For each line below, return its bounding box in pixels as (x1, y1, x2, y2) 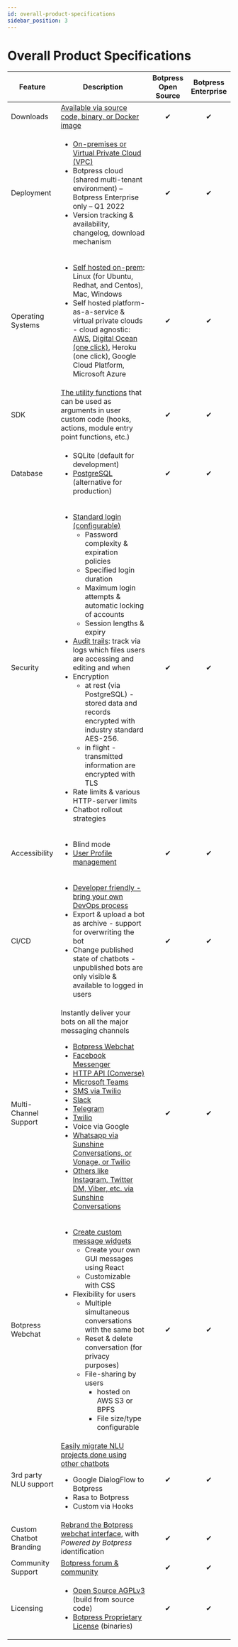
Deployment (11, 188, 52, 198)
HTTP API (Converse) (72, 1068, 145, 1078)
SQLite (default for (72, 451, 135, 461)
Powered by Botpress (60, 1538, 132, 1548)
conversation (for (84, 1342, 143, 1352)
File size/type (96, 1413, 142, 1423)
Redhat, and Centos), (72, 280, 143, 290)
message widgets (72, 1236, 132, 1246)
